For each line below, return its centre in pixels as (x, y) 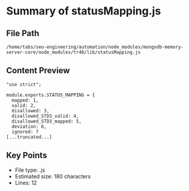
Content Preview (38, 71)
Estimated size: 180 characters (53, 176)
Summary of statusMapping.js (84, 11)
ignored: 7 (25, 132)
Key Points (27, 155)
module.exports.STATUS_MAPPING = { (51, 95)
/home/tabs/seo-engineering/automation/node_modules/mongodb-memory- (95, 47)
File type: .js (30, 170)
